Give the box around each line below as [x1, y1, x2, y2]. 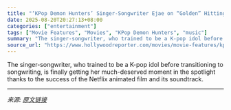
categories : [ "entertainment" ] [7, 23, 97, 29]
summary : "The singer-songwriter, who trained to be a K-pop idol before [7, 36, 223, 42]
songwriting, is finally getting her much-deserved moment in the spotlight [7, 68, 216, 76]
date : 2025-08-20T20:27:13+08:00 [7, 16, 103, 23]
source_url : [7, 42, 41, 49]
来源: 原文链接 [7, 96, 47, 103]
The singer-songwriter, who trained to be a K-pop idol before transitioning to [7, 61, 223, 68]
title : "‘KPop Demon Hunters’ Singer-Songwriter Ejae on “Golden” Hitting [7, 10, 226, 17]
